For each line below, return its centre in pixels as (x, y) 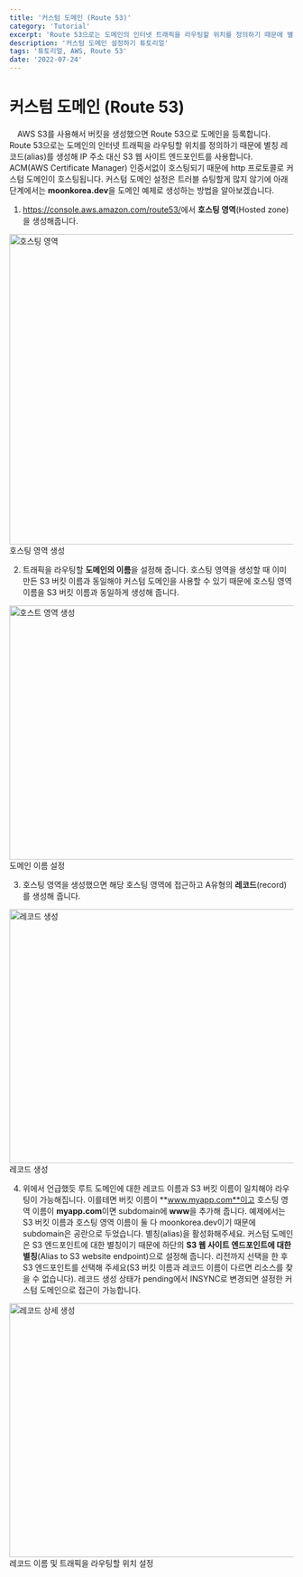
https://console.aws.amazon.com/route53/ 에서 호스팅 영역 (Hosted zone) (156, 210)
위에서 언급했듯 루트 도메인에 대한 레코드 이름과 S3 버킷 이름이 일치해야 (147, 1188)
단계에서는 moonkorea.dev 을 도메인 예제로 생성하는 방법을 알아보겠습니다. (142, 190)
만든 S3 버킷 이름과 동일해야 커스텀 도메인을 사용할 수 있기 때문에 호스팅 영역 (157, 581)
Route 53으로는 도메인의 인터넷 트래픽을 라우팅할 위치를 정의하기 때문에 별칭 (144, 145)
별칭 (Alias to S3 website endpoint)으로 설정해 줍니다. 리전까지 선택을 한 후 (155, 1255)
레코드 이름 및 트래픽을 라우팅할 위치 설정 (82, 1563)
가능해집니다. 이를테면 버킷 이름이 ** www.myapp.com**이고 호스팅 (159, 1199)
